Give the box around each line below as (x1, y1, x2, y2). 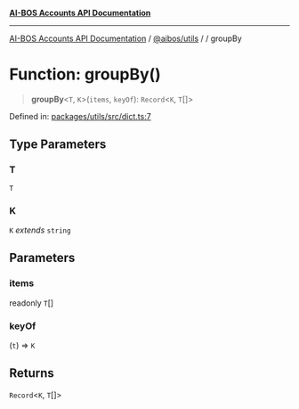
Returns (9, 365, 55, 381)
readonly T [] (9, 298, 54, 308)
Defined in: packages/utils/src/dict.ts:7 (9, 110, 151, 121)
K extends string (9, 225, 71, 235)
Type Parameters (9, 137, 107, 152)
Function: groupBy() (9, 64, 162, 85)
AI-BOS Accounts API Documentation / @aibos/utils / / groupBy (9, 33, 242, 44)
